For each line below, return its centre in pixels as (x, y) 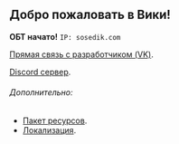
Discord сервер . (40, 72)
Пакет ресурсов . (55, 120)
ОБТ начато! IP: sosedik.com (65, 36)
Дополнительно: (42, 92)
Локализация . (49, 130)
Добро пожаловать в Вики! (90, 15)
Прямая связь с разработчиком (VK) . (81, 54)
